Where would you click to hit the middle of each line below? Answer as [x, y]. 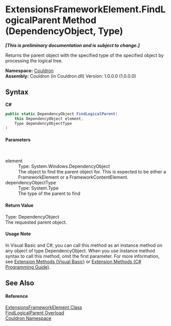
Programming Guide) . [28, 267]
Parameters [18, 140]
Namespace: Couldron [29, 71]
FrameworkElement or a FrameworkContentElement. [73, 177]
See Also [20, 283]
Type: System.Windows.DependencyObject [64, 166]
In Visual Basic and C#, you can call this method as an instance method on [84, 245]
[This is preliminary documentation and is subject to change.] [72, 45]
